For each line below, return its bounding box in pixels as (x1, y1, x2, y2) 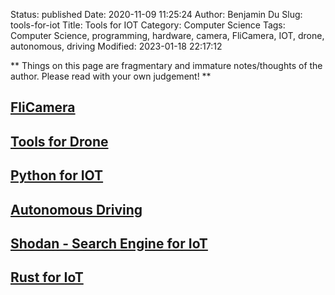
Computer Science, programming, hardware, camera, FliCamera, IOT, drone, (10, 30, 325, 41)
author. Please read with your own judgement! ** (10, 70, 212, 82)
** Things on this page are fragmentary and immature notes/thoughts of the (10, 60, 323, 71)
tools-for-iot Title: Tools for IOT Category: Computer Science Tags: (10, 19, 286, 31)
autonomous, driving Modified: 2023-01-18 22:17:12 (10, 40, 223, 52)
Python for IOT (10, 167, 104, 184)
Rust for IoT (10, 269, 84, 286)
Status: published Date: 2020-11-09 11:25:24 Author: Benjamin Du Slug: (10, 9, 303, 20)
